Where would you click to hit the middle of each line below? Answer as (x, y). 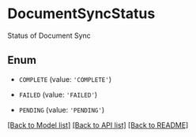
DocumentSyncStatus (81, 14)
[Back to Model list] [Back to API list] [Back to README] (98, 125)
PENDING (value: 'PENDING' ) (61, 109)
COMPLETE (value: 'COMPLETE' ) (65, 79)
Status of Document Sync (49, 35)
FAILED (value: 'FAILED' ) (58, 94)
